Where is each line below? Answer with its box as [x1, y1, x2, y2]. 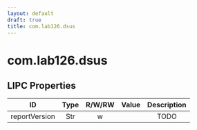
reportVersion [10, 111, 55, 121]
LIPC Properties [7, 80, 76, 91]
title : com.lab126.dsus [7, 23, 76, 30]
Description [147, 100, 187, 110]
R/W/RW [85, 100, 115, 110]
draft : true [7, 17, 41, 23]
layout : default [7, 10, 54, 17]
